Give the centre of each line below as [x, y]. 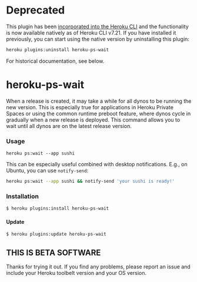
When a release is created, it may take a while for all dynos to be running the [99, 101]
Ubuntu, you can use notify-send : [47, 170]
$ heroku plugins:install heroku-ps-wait [58, 209]
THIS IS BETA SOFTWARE [54, 252]
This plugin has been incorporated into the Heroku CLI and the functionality [98, 26]
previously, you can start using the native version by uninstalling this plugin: [98, 39]
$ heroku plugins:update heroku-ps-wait [56, 234]
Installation [23, 196]
